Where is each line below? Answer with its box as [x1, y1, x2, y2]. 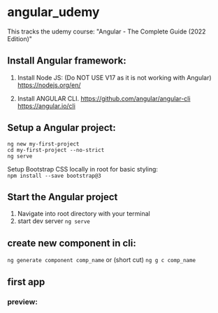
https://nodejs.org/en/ [17, 81, 82, 89]
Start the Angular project [7, 191, 118, 203]
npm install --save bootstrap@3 [7, 172, 101, 179]
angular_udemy [7, 4, 100, 20]
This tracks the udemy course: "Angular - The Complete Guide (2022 [7, 27, 206, 36]
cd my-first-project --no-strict [7, 146, 105, 153]
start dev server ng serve [17, 217, 91, 225]
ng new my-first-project [7, 140, 80, 147]
